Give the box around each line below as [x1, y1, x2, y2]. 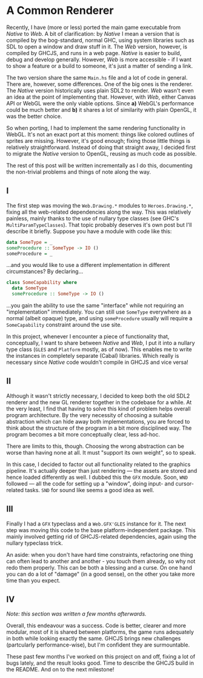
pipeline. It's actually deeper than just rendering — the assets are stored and [6, 467, 198, 474]
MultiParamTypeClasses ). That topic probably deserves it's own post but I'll [6, 221, 192, 228]
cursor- [175, 479, 194, 487]
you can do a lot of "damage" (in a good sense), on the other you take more [6, 570, 195, 578]
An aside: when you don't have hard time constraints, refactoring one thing [6, 551, 193, 558]
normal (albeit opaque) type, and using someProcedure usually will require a [6, 315, 193, 321]
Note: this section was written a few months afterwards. [6, 610, 147, 617]
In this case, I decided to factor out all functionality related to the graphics [6, 461, 191, 468]
